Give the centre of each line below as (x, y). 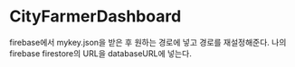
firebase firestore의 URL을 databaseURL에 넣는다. (100, 53)
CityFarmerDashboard (95, 17)
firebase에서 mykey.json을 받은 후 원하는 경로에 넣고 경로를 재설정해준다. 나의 (148, 42)
